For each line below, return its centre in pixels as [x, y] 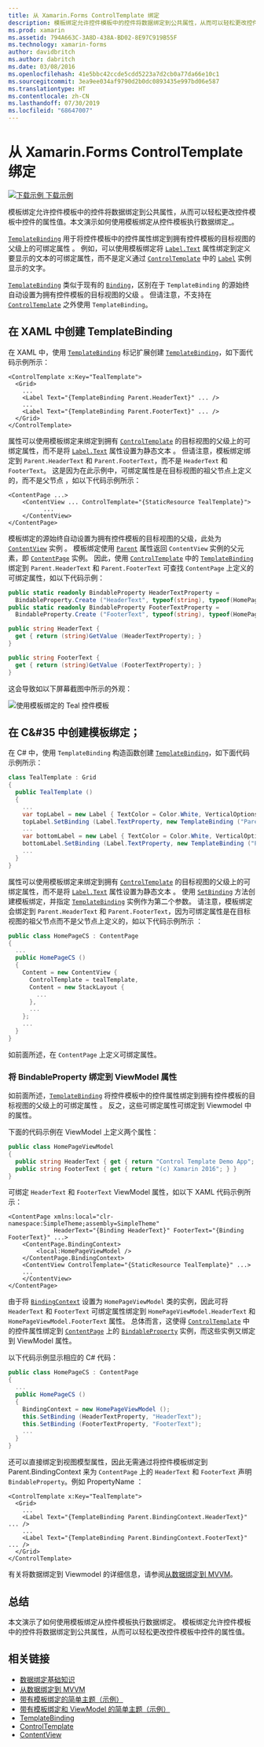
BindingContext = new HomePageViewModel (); [96, 1409]
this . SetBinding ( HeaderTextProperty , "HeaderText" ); [112, 1416]
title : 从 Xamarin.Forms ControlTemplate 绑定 [84, 15]
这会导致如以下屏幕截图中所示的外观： [70, 688]
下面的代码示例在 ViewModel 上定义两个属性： [83, 1132]
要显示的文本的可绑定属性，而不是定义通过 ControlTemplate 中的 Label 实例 [130, 258]
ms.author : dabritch [42, 60]
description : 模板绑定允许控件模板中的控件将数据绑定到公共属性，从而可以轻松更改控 [130, 23]
